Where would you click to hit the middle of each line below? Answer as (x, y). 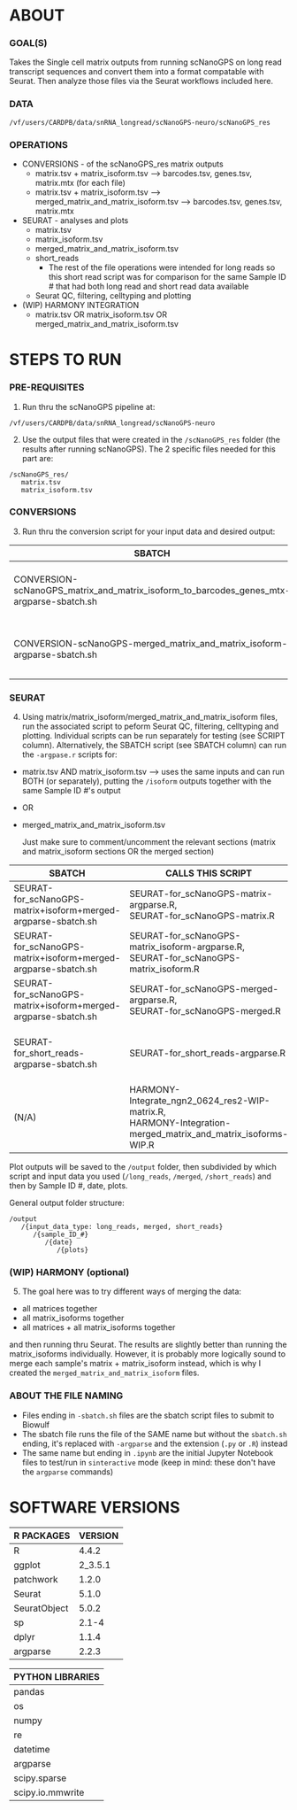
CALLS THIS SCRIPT (209, 873)
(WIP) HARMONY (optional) (69, 1272)
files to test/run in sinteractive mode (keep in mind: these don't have (148, 1462)
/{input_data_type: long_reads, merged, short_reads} (122, 1227)
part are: (38, 458)
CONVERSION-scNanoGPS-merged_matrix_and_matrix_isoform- (151, 643)
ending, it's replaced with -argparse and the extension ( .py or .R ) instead (155, 1443)
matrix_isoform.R (165, 969)
